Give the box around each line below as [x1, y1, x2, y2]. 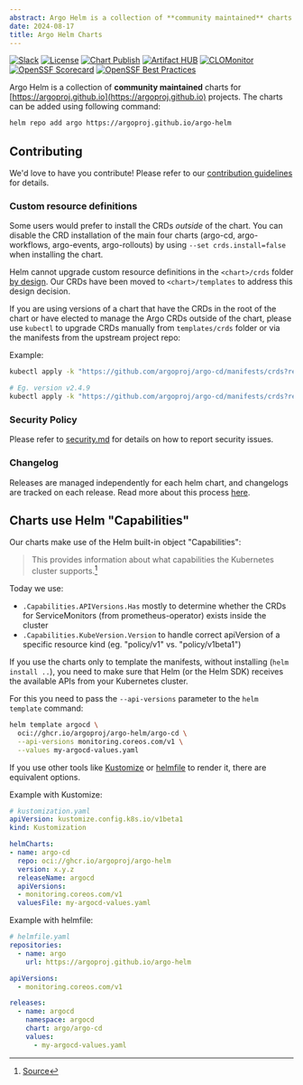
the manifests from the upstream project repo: [9, 332, 181, 344]
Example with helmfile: [9, 915, 94, 926]
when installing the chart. [9, 250, 104, 260]
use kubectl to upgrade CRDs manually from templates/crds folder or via [9, 323, 280, 334]
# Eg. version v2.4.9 [9, 383, 91, 393]
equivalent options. [9, 771, 81, 782]
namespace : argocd [25, 1015, 95, 1024]
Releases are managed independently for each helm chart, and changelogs [9, 476, 289, 488]
